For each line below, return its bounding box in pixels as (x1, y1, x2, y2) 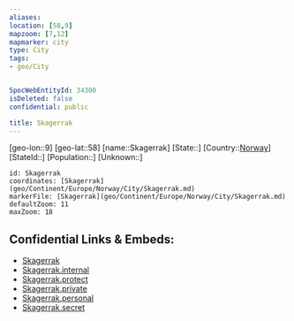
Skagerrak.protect (21, 274, 88, 285)
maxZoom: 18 (9, 208, 53, 217)
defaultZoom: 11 (9, 200, 69, 209)
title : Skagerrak (9, 118, 73, 127)
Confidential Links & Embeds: (9, 232, 175, 247)
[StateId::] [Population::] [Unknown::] (9, 152, 143, 163)
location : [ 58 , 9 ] (9, 21, 73, 30)
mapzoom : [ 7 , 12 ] (9, 29, 69, 38)
